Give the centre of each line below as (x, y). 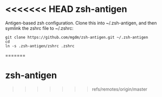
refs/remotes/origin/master (120, 89)
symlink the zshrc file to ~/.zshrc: (39, 28)
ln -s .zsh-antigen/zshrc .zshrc (40, 46)
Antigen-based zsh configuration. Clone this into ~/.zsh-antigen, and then (81, 23)
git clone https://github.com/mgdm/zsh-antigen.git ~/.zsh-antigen (77, 37)
